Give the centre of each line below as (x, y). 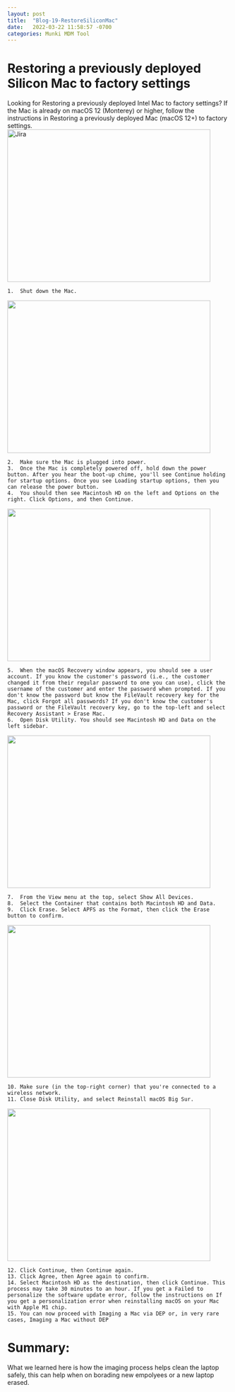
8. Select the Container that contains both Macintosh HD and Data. (112, 904)
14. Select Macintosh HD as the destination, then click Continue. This (116, 1283)
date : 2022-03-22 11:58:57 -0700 (60, 27)
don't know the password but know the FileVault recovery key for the (113, 695)
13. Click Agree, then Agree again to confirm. (79, 1277)
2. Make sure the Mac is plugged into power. (77, 463)
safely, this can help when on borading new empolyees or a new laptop (111, 1375)
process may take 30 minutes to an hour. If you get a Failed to (105, 1289)
